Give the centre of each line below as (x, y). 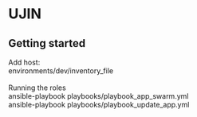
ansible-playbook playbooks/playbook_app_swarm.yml (98, 96)
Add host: (24, 62)
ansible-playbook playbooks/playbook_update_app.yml (99, 105)
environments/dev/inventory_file (61, 71)
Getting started (47, 43)
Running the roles (37, 88)
